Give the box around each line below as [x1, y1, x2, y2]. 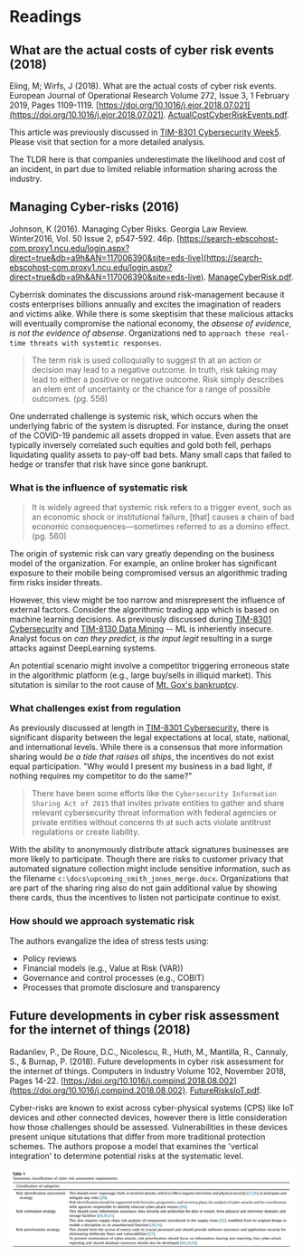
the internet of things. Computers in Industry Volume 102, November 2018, [9, 1065, 287, 1076]
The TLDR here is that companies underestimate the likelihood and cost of [9, 154, 286, 165]
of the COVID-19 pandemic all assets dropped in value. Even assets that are [9, 430, 291, 441]
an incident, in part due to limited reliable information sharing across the [9, 164, 278, 174]
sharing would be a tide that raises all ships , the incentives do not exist [9, 751, 274, 762]
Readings [9, 6, 82, 27]
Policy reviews [22, 953, 77, 964]
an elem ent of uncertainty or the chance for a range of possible [31, 383, 271, 395]
